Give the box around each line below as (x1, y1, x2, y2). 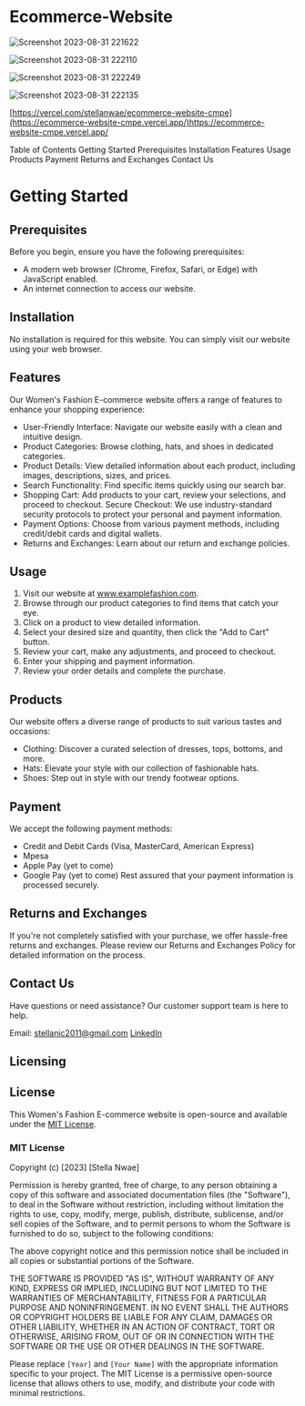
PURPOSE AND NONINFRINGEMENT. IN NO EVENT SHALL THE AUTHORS (9, 1302, 290, 1313)
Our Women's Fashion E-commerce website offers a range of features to (9, 394, 282, 405)
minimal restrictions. (9, 1388, 86, 1399)
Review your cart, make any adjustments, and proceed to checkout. (22, 646, 276, 657)
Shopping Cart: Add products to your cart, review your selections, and (22, 489, 287, 500)
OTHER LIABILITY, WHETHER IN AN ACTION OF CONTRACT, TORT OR (9, 1321, 275, 1332)
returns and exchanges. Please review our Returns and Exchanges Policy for (9, 939, 296, 950)
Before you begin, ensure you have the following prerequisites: (9, 246, 245, 257)
